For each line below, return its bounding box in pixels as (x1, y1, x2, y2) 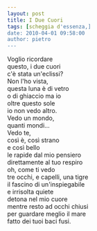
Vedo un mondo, (7, 114, 55, 122)
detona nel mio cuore (7, 195, 68, 203)
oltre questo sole (7, 99, 55, 108)
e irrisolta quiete (7, 188, 54, 196)
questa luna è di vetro (7, 85, 69, 93)
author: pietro (7, 36, 51, 43)
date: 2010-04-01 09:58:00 (7, 29, 85, 37)
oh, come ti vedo (7, 166, 55, 174)
